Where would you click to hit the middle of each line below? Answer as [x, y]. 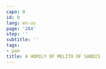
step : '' [17, 34]
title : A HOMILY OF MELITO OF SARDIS [53, 56]
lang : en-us [21, 23]
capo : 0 [16, 12]
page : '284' [21, 28]
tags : [13, 46]
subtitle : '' [22, 40]
